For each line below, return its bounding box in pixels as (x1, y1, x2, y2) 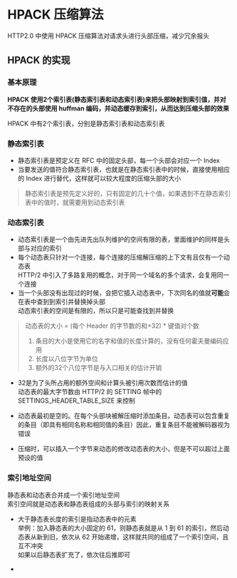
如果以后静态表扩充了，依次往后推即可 (17, 550, 130, 559)
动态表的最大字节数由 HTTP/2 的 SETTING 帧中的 (17, 388, 162, 396)
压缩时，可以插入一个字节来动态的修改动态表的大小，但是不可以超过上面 (17, 445, 230, 453)
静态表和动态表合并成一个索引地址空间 (7, 490, 120, 499)
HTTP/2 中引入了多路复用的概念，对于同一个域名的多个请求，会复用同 (17, 271, 223, 279)
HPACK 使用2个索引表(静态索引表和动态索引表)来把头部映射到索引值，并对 (7, 95, 226, 103)
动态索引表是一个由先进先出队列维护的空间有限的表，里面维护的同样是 (17, 235, 224, 244)
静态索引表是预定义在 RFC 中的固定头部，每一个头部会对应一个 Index (17, 156, 221, 165)
